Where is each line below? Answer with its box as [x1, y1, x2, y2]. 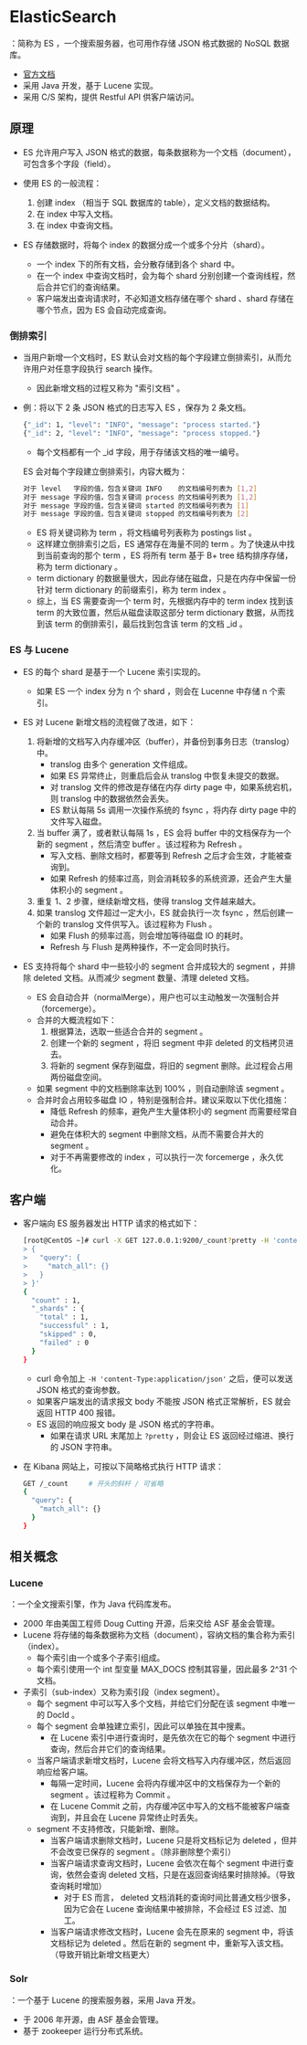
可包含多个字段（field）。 [22, 158, 116, 169]
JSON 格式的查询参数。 [36, 1384, 125, 1395]
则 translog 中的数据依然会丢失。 [49, 793, 175, 804]
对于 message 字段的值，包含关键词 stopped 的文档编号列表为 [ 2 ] [22, 510, 249, 519]
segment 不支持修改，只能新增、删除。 [36, 1824, 185, 1835]
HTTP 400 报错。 [54, 1407, 121, 1418]
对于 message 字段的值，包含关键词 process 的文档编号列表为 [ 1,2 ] [22, 492, 258, 501]
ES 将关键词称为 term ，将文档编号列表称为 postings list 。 [36, 527, 258, 538]
